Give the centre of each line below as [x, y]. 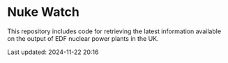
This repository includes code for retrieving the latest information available [114, 31]
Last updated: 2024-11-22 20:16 [53, 52]
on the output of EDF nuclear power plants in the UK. [83, 38]
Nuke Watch [44, 12]
